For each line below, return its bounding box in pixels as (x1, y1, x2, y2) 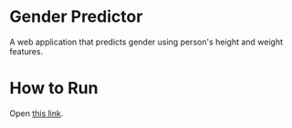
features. (9, 45, 44, 56)
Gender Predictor (9, 6, 143, 27)
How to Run (9, 78, 99, 99)
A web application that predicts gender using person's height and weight (9, 36, 284, 47)
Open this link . (9, 107, 64, 119)
